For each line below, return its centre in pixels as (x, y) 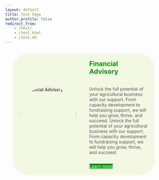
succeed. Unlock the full (114, 120)
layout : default (22, 10)
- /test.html (28, 33)
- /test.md (25, 38)
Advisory (104, 71)
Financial (103, 63)
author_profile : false (29, 19)
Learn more (101, 166)
